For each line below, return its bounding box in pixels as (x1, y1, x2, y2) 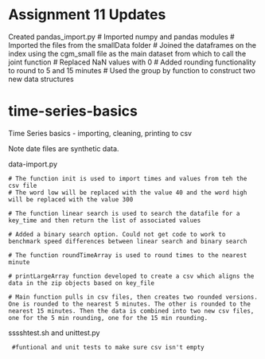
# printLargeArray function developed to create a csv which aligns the (8, 272, 255, 280)
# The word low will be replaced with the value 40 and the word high (8, 189, 247, 197)
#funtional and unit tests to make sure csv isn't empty (11, 343, 205, 351)
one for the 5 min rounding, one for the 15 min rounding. (8, 314, 208, 322)
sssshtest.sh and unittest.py (8, 328, 100, 338)
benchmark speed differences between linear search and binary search (8, 237, 247, 245)
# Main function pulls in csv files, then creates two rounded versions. (8, 293, 259, 301)
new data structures (8, 74, 74, 84)
